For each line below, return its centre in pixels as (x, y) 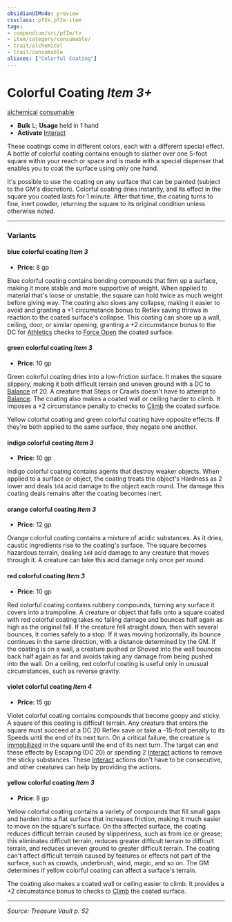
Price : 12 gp (34, 525)
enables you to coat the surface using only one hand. (83, 168)
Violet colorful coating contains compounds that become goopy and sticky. (114, 715)
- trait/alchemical (35, 46)
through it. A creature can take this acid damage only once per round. (106, 560)
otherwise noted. (31, 211)
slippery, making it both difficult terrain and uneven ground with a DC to (109, 384)
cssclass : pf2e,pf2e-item (44, 20)
